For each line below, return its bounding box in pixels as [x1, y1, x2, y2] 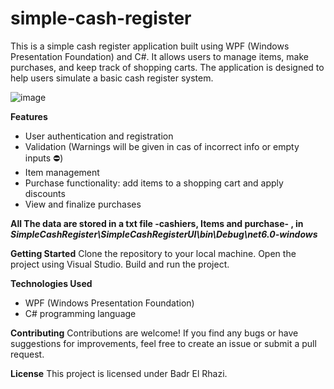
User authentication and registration [24, 130, 174, 142]
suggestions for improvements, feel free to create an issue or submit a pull [10, 337, 317, 349]
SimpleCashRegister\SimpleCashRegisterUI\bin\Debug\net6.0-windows [10, 228, 318, 240]
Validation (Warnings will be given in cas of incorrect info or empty [24, 140, 300, 152]
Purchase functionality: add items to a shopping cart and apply [24, 177, 284, 189]
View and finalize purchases [24, 198, 142, 210]
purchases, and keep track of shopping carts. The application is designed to [10, 61, 325, 73]
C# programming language [24, 307, 137, 319]
